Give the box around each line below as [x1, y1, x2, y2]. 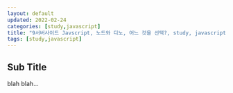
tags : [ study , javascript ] [7, 36, 82, 43]
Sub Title [7, 61, 47, 73]
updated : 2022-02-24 [7, 17, 67, 23]
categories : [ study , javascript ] [7, 23, 101, 30]
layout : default [7, 10, 54, 17]
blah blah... [7, 79, 40, 87]
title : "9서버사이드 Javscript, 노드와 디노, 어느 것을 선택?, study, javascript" [7, 29, 230, 37]
